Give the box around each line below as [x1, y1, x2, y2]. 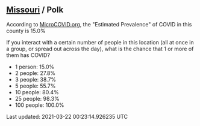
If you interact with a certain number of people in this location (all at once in [6, 38, 194, 46]
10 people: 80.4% [14, 88, 59, 95]
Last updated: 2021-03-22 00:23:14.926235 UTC [6, 113, 128, 120]
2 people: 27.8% [14, 69, 56, 77]
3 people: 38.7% [14, 76, 57, 83]
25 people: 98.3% [14, 95, 60, 102]
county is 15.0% [6, 27, 46, 34]
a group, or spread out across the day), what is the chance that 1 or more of [6, 45, 194, 52]
